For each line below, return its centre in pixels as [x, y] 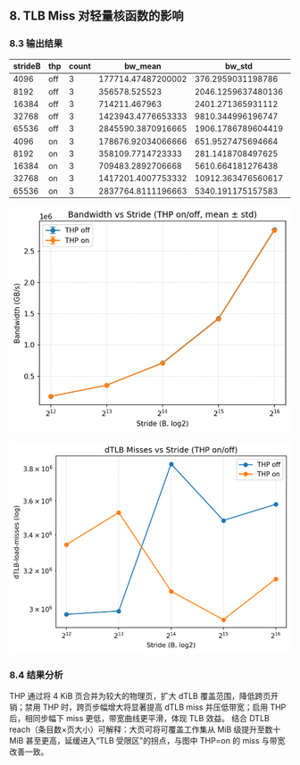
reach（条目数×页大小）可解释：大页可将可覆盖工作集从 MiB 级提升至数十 [145, 729]
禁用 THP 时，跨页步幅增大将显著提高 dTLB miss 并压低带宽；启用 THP [155, 707]
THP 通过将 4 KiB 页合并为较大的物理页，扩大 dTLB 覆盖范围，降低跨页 [140, 696]
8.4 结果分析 [37, 675]
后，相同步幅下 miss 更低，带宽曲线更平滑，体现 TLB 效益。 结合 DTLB [139, 719]
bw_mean [143, 66]
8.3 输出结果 [36, 44]
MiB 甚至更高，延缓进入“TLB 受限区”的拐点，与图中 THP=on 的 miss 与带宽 [147, 741]
